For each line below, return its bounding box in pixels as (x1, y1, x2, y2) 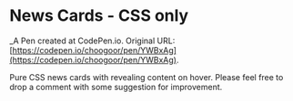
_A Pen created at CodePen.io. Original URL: (9, 35, 176, 46)
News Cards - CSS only (9, 5, 189, 26)
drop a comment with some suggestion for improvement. (9, 81, 223, 92)
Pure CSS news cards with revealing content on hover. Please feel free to (9, 71, 284, 82)
